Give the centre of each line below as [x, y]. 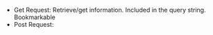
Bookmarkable [34, 17]
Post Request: [34, 24]
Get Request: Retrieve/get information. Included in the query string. [110, 10]
